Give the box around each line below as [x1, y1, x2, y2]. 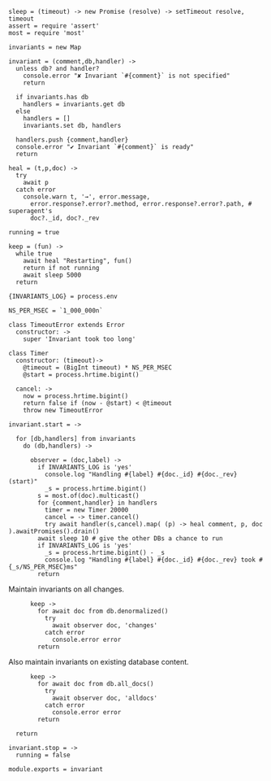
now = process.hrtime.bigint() [23, 392, 129, 400]
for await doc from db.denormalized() [37, 607, 169, 615]
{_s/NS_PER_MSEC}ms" [8, 563, 79, 571]
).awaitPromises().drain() [8, 527, 100, 535]
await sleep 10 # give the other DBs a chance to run [37, 534, 223, 543]
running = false [15, 751, 71, 759]
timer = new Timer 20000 [44, 506, 129, 514]
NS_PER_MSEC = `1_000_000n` [8, 307, 104, 315]
